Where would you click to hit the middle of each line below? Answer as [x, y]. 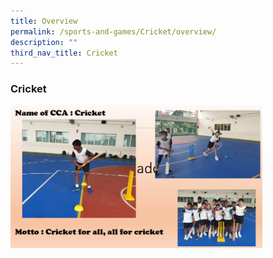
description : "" [44, 42]
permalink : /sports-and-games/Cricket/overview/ [113, 31]
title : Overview [44, 21]
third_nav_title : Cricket [64, 53]
